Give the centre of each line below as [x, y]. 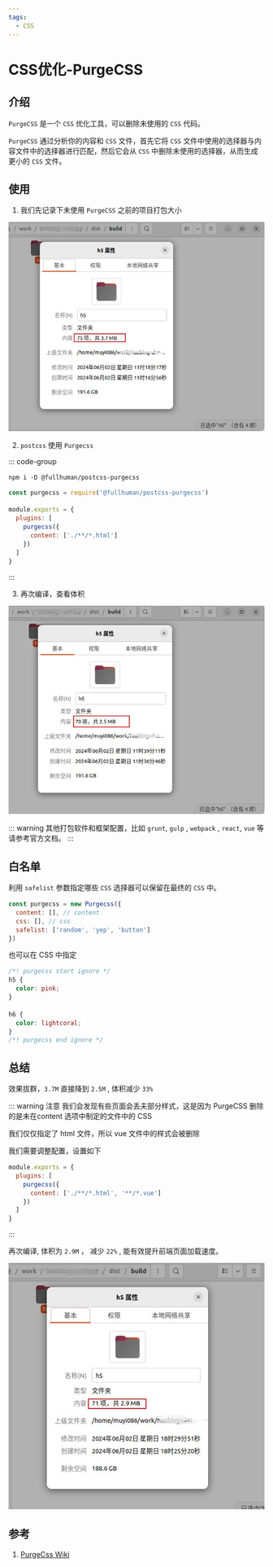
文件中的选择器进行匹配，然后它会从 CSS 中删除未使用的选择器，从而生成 [136, 151]
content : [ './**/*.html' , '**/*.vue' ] [95, 1193]
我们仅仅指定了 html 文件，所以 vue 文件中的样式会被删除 [104, 1134]
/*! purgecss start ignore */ [60, 972]
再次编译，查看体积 [52, 594]
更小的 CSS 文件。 [37, 161]
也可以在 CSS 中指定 [43, 955]
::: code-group [32, 461]
